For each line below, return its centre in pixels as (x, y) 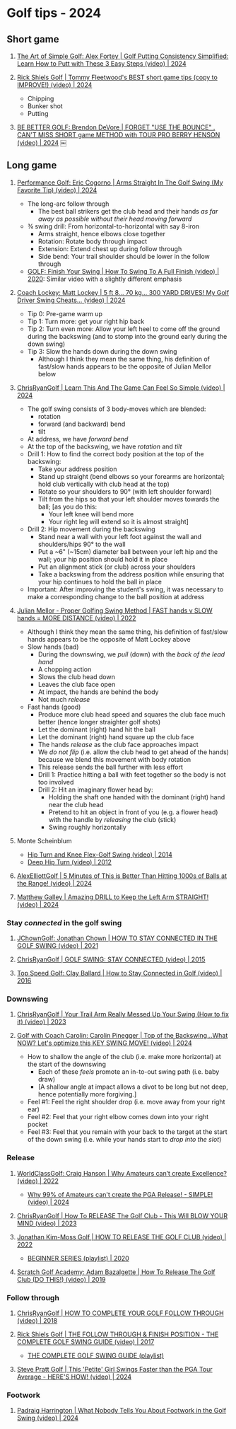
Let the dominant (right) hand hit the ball (97, 729)
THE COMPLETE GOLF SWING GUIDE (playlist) (95, 1355)
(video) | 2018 (37, 1320)
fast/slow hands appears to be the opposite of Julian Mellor (125, 366)
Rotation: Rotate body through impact (93, 241)
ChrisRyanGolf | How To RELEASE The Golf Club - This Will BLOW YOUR (122, 1215)
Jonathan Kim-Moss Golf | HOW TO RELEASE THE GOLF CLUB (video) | (122, 1237)
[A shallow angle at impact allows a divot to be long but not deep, (133, 1087)
